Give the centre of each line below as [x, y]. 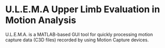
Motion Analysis [41, 20]
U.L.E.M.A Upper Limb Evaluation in [83, 9]
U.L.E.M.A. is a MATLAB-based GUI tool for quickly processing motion [79, 34]
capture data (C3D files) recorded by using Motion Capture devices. [77, 40]
